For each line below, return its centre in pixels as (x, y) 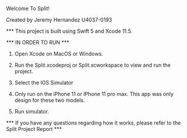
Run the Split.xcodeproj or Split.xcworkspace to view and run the (93, 65)
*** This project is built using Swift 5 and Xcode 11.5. (69, 31)
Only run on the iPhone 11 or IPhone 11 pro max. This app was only (94, 94)
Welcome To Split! (28, 8)
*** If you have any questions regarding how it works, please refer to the (93, 123)
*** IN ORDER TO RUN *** (38, 42)
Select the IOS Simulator (44, 82)
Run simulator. (32, 111)
